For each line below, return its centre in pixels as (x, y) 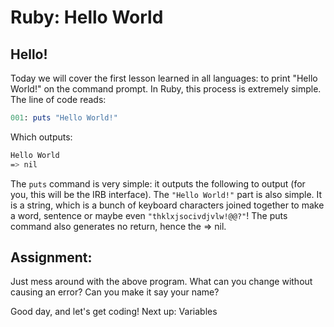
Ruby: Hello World (87, 17)
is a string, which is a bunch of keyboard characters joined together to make (167, 205)
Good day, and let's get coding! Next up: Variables (114, 312)
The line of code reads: (58, 99)
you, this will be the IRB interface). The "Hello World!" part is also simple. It (166, 194)
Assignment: (51, 257)
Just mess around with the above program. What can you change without (161, 282)
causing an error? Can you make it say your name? (115, 292)
